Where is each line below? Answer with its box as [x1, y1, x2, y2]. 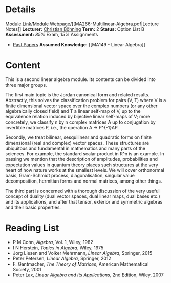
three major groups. [5, 82, 47, 88]
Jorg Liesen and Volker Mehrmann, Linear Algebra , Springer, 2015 [12, 250, 153, 256]
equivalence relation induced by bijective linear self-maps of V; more [5, 113, 151, 119]
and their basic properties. [5, 204, 61, 210]
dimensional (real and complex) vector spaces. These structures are [5, 139, 149, 146]
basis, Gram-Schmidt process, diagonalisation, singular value [5, 172, 135, 178]
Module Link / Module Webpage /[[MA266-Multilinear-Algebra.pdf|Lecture [5, 21, 159, 27]
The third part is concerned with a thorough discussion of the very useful [5, 188, 160, 194]
